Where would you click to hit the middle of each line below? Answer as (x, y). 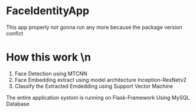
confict (15, 33)
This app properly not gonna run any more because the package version (94, 27)
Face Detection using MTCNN (51, 73)
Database (18, 104)
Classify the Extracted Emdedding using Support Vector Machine (94, 86)
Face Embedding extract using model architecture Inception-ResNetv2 (101, 80)
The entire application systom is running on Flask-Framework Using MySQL (98, 97)
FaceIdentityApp (48, 11)
